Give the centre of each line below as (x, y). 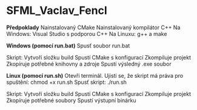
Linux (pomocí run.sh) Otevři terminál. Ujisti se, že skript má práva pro (95, 75)
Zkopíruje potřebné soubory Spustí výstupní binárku (71, 100)
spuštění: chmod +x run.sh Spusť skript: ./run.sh (67, 82)
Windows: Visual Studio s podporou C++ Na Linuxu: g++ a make (87, 33)
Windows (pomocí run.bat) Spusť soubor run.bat (68, 46)
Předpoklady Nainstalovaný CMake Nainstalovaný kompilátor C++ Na (93, 27)
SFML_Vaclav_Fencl (57, 11)
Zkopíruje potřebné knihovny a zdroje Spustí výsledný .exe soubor (89, 64)
